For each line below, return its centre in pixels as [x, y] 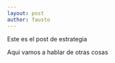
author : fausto [29, 20]
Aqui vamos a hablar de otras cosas [57, 52]
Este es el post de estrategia [47, 39]
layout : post [26, 13]
